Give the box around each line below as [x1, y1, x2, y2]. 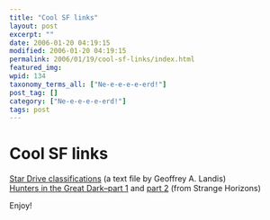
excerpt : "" [9, 30, 54, 39]
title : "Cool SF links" [9, 13, 99, 22]
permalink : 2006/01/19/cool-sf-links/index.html [9, 55, 195, 64]
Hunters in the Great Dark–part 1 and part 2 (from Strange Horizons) [9, 183, 261, 194]
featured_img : [9, 64, 63, 73]
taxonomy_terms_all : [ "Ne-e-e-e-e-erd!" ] [9, 80, 167, 89]
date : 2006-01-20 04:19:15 [9, 38, 111, 48]
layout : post [9, 22, 58, 31]
